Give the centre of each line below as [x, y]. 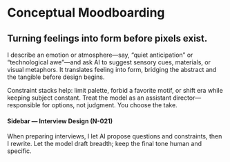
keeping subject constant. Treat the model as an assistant [89, 98]
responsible [24, 105]
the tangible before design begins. [56, 77]
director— [187, 98]
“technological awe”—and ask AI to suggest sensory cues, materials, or [109, 62]
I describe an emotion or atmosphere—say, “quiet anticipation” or [100, 55]
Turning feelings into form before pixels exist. [107, 38]
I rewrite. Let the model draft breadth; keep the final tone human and [105, 144]
